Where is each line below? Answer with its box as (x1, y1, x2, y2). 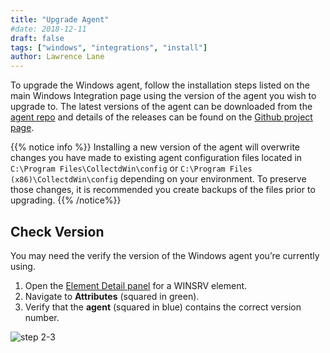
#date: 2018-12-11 (10, 24, 87, 34)
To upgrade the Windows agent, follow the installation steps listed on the (10, 79, 310, 91)
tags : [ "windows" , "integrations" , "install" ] (10, 42, 208, 53)
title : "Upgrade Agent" (10, 14, 110, 25)
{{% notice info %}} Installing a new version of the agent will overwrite (10, 141, 300, 153)
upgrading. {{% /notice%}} (10, 194, 122, 206)
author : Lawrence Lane (10, 52, 105, 62)
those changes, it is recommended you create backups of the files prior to (10, 184, 316, 196)
